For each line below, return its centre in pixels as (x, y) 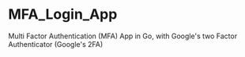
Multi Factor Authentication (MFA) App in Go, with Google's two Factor (123, 36)
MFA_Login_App (63, 14)
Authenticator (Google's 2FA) (56, 44)
